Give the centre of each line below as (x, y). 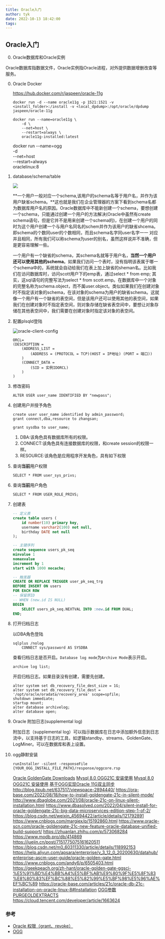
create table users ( (35, 518)
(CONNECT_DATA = (38, 363)
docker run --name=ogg (37, 146)
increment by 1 (28, 563)
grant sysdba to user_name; (41, 428)
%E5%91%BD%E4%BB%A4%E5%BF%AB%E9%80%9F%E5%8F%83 (84, 874)
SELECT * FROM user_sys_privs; (45, 475)
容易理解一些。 (36, 245)
